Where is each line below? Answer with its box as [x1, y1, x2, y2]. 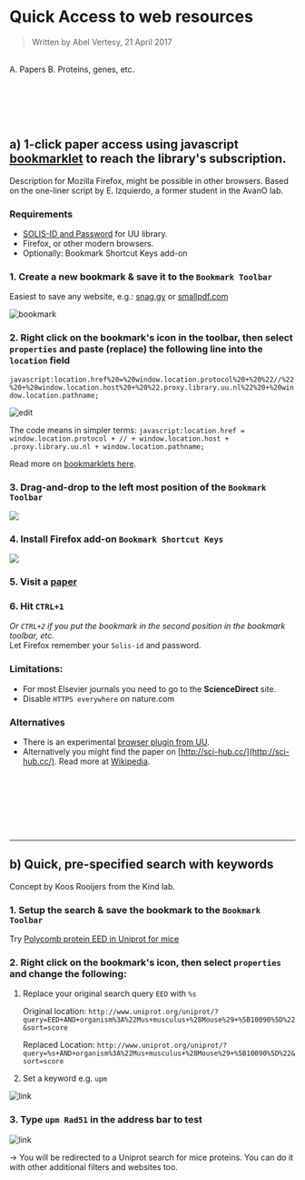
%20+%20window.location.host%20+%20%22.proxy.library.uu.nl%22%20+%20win [9, 382, 295, 392]
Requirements [9, 208, 74, 220]
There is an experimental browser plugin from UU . [22, 737, 211, 748]
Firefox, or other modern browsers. [22, 239, 154, 249]
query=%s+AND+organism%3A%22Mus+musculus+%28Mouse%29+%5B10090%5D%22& [22, 1049, 296, 1058]
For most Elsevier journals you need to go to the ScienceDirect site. [22, 683, 277, 694]
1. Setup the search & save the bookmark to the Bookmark [9, 903, 261, 916]
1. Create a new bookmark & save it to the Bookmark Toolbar [9, 270, 272, 283]
